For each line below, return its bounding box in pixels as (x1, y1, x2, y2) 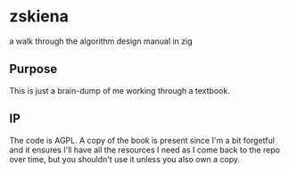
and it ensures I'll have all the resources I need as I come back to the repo (9, 144, 281, 155)
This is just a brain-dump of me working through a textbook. (9, 85, 230, 95)
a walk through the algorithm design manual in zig (9, 36, 194, 46)
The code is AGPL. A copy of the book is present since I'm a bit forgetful (9, 135, 275, 145)
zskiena (9, 6, 69, 27)
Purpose (9, 62, 58, 77)
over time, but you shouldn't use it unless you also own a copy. (9, 153, 241, 164)
